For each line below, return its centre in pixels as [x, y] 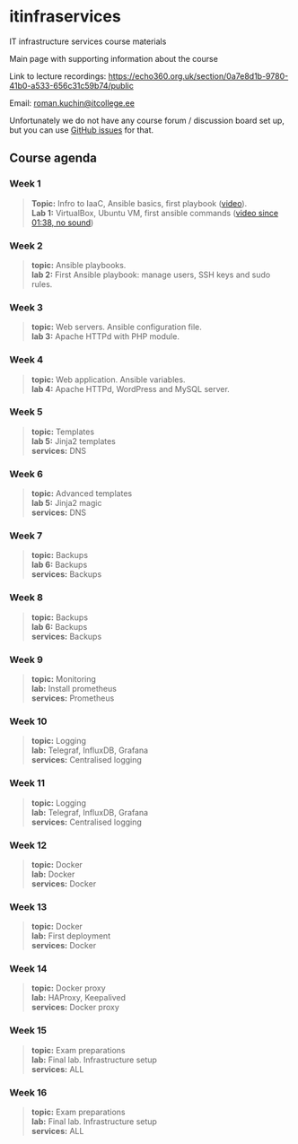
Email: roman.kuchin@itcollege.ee [72, 103]
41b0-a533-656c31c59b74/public [72, 85]
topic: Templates [63, 432]
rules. [42, 284]
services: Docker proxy [75, 1008]
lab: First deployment [70, 936]
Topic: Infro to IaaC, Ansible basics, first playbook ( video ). [139, 203]
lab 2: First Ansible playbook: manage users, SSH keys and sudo [151, 275]
